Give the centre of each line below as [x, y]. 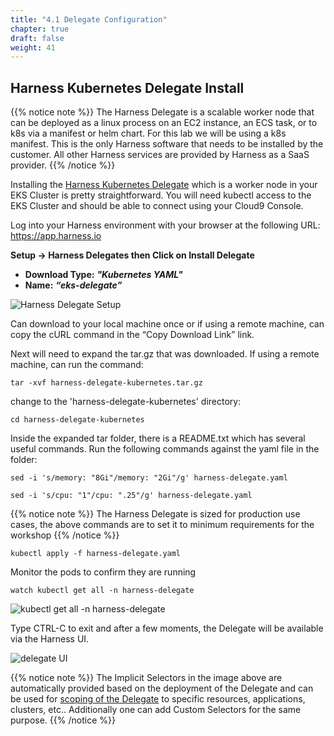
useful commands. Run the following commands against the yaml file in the [165, 449]
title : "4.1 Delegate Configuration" [89, 19]
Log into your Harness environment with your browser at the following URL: [165, 225]
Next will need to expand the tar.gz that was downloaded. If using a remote [165, 354]
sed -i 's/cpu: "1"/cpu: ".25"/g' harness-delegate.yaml [131, 496]
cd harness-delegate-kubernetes [77, 420]
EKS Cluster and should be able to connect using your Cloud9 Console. [157, 206]
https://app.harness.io [56, 236]
